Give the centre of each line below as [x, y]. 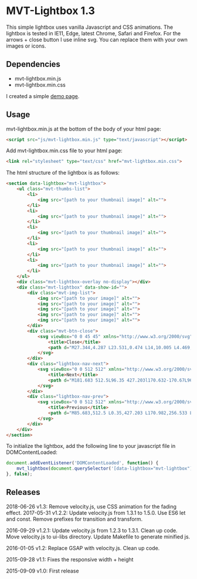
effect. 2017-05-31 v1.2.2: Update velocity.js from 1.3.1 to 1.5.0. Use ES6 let [96, 513]
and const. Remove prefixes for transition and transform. [74, 519]
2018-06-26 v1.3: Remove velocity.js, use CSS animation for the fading [91, 506]
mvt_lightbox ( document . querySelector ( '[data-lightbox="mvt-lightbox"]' [106, 468]
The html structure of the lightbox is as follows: [63, 173]
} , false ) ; [19, 474]
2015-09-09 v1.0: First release [43, 571]
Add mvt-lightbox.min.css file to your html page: [64, 150]
